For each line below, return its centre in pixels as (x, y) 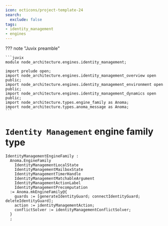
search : (14, 15)
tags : (11, 24)
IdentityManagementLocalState (47, 165)
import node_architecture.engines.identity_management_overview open (81, 76)
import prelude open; (28, 71)
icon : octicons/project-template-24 (44, 10)
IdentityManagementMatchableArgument (55, 178)
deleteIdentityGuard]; (29, 201)
